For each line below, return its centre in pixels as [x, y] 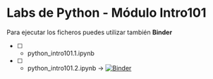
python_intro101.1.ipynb [61, 53]
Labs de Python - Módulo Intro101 [107, 13]
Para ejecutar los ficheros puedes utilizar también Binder [90, 32]
